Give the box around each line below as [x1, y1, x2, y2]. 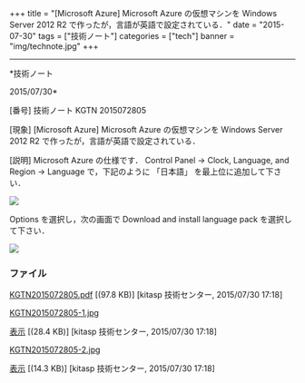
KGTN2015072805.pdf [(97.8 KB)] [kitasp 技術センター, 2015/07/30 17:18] [9, 290, 283, 300]
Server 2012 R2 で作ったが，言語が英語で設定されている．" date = [9, 19, 258, 30]
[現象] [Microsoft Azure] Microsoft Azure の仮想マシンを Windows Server [9, 124, 283, 134]
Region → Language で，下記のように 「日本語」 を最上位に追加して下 [9, 166, 274, 177]
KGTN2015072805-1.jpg [9, 308, 100, 319]
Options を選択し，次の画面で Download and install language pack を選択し [9, 214, 292, 224]
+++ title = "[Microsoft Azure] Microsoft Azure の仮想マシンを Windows [9, 8, 278, 18]
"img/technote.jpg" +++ [9, 41, 99, 52]
